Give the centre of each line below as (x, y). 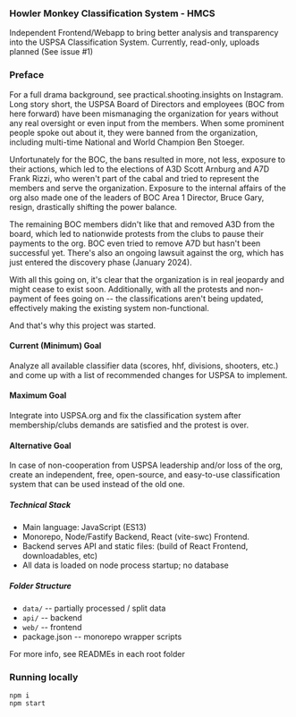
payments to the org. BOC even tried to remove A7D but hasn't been (135, 243)
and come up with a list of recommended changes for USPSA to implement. (148, 375)
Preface (27, 75)
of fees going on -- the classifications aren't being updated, (153, 299)
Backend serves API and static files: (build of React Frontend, (135, 546)
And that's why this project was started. (83, 325)
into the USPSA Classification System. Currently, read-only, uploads (135, 42)
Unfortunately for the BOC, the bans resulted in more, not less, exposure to (148, 159)
